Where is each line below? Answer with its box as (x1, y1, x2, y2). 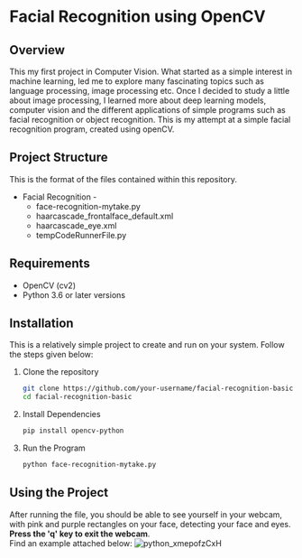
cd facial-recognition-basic (22, 393, 133, 402)
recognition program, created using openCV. (9, 124, 175, 135)
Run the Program (22, 442, 86, 453)
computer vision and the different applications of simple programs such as (9, 105, 286, 115)
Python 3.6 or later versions (22, 289, 126, 300)
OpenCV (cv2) (22, 280, 77, 291)
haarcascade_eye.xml (35, 219, 117, 231)
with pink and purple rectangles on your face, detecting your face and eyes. (9, 518, 291, 529)
